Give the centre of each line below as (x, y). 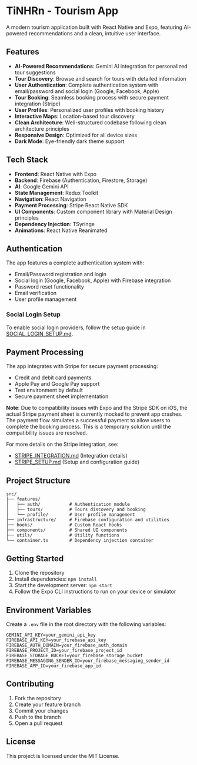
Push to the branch (38, 717)
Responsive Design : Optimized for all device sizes (76, 135)
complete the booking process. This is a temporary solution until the (89, 427)
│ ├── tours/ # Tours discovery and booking (76, 510)
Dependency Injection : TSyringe (55, 224)
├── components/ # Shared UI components (67, 530)
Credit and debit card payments (53, 377)
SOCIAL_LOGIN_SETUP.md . (40, 333)
